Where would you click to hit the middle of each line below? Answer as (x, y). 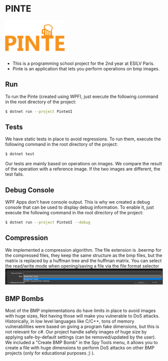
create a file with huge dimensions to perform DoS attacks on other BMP (80, 348)
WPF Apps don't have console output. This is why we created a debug (77, 202)
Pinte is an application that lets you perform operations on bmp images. (86, 68)
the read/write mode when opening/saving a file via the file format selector (82, 266)
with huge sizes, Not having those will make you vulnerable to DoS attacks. (82, 316)
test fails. (14, 174)
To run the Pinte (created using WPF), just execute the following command (82, 96)
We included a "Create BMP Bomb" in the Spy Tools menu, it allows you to (81, 343)
